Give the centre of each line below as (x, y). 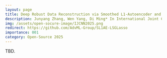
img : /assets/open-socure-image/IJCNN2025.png (54, 23)
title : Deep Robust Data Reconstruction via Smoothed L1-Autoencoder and (83, 14)
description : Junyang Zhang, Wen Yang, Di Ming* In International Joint (82, 19)
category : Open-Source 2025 (34, 37)
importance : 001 (22, 32)
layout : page (19, 10)
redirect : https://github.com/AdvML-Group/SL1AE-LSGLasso (66, 28)
